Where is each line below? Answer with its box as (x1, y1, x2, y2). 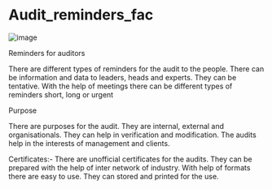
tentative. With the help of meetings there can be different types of (8, 81, 233, 91)
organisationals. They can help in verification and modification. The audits (8, 130, 257, 140)
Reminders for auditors (8, 48, 86, 58)
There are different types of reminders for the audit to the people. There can (8, 63, 265, 74)
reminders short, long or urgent (8, 89, 114, 99)
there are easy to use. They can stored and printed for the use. (8, 171, 219, 181)
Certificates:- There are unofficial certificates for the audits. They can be (8, 154, 252, 164)
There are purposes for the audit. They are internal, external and (8, 121, 225, 131)
